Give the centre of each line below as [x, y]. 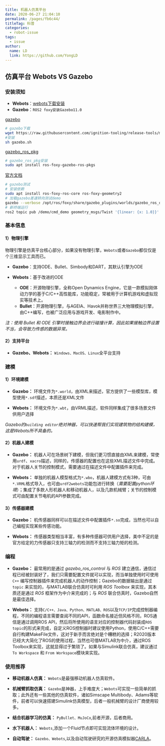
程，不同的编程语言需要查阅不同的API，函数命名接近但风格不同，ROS [82, 616]
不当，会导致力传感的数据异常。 [37, 329]
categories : [17, 28]
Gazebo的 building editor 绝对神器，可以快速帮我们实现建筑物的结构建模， [81, 424]
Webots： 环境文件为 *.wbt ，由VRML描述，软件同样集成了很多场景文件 [84, 408]
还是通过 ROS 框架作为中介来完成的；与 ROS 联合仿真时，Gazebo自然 [87, 593]
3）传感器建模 [20, 508]
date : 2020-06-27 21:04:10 [33, 14]
